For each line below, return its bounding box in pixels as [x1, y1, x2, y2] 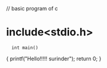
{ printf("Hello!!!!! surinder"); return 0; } [6, 55, 102, 62]
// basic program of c [6, 5, 58, 12]
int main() [11, 45, 39, 50]
